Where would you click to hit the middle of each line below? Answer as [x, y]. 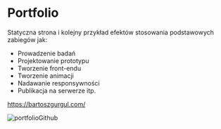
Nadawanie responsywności [58, 83]
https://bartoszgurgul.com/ [46, 104]
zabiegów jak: [27, 39]
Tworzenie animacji [45, 76]
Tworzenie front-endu [49, 68]
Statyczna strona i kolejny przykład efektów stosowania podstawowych [111, 32]
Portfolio [33, 13]
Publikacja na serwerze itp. [57, 90]
